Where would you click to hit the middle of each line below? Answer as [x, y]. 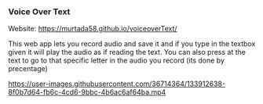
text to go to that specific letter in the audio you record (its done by [117, 60]
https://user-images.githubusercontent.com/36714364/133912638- [117, 84]
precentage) [28, 69]
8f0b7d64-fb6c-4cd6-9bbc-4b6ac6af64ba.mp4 [87, 92]
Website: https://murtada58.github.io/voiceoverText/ [93, 29]
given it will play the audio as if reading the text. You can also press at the [127, 52]
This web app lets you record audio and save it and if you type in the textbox [132, 44]
